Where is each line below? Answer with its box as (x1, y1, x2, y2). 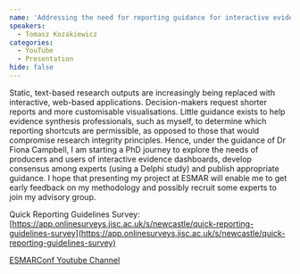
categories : (9, 37, 54, 47)
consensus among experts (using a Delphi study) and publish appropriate (9, 162, 279, 174)
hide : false (9, 63, 54, 72)
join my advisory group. (9, 191, 96, 202)
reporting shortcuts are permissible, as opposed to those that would (9, 125, 260, 136)
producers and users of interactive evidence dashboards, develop (9, 154, 253, 164)
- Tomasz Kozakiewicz (17, 29, 98, 38)
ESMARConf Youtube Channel (9, 254, 121, 265)
